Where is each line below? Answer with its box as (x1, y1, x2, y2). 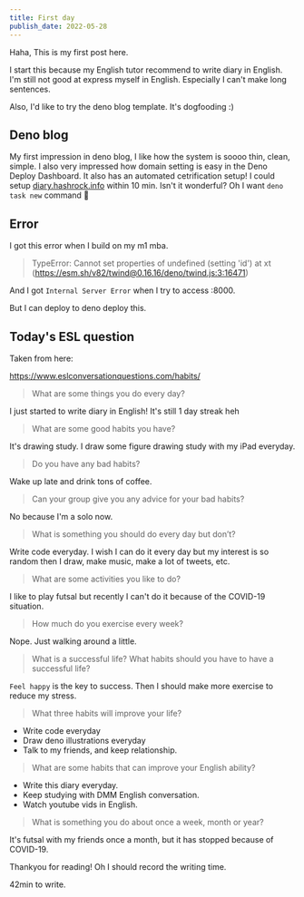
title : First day (9, 13, 75, 23)
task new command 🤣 (9, 190, 89, 200)
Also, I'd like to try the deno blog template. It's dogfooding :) (9, 101, 234, 112)
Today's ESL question (9, 328, 134, 345)
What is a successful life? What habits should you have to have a (31, 653, 274, 664)
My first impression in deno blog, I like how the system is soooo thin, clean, (9, 151, 290, 162)
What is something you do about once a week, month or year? (31, 816, 265, 827)
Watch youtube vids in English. (22, 799, 138, 810)
